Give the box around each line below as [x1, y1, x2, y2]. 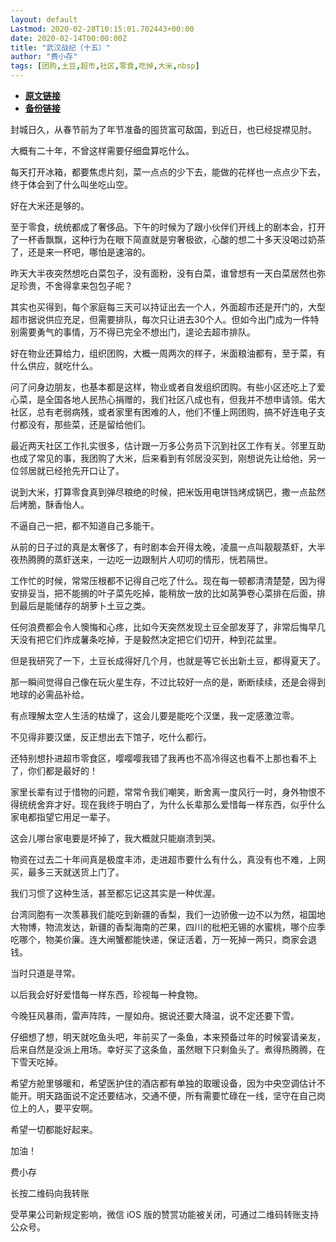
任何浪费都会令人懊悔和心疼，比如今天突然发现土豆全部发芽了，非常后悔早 [10, 621, 317, 633]
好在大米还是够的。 [10, 200, 90, 211]
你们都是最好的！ [27, 765, 98, 776]
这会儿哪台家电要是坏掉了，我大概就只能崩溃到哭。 [10, 832, 221, 844]
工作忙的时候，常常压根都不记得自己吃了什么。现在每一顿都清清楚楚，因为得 [10, 575, 326, 586]
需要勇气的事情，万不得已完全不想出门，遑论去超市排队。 [18, 326, 256, 338]
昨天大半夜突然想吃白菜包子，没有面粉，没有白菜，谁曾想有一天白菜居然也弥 [10, 267, 326, 279]
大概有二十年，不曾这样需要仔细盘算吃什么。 [10, 145, 195, 156]
